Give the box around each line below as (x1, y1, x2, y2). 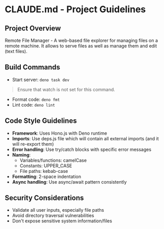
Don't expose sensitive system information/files (12, 218, 113, 224)
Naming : (12, 151, 31, 158)
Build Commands (5, 63, 61, 72)
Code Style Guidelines (5, 116, 77, 125)
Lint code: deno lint (12, 101, 56, 108)
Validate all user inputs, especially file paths (12, 207, 104, 213)
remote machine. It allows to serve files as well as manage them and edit (5, 43, 157, 49)
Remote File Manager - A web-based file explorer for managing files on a (5, 37, 158, 43)
